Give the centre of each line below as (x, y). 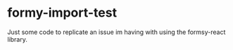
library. (18, 39)
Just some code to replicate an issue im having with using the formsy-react (116, 32)
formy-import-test (62, 13)
